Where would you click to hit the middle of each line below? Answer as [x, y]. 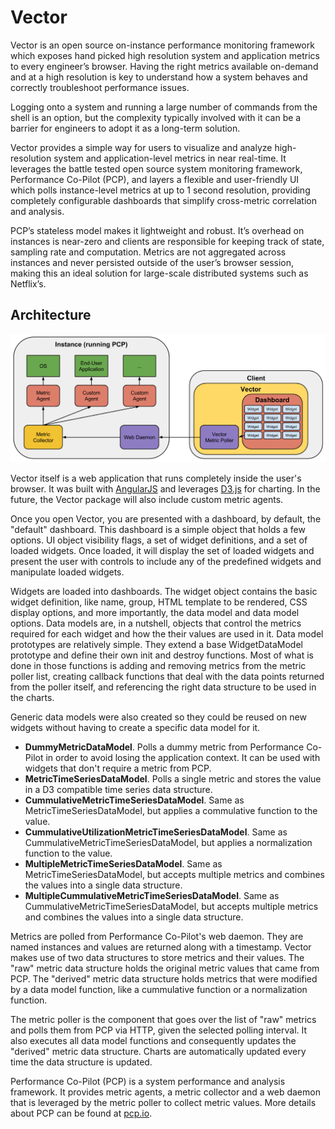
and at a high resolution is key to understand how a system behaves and [159, 77]
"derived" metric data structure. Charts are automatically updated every [158, 1051]
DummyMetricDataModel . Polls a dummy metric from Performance [164, 747]
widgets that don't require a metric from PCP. [118, 768]
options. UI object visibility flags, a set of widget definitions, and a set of [159, 540]
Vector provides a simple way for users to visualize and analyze [141, 147]
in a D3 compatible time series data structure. [118, 789]
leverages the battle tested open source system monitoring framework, [156, 168]
